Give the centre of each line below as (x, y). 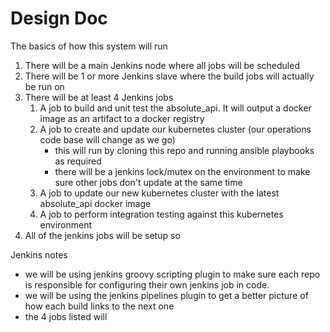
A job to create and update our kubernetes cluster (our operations (175, 129)
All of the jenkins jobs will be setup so (102, 235)
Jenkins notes (39, 254)
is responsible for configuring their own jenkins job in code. (147, 284)
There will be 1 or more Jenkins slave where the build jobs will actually (169, 76)
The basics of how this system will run (89, 46)
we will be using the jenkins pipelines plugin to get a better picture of (166, 295)
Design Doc (59, 18)
